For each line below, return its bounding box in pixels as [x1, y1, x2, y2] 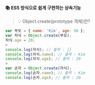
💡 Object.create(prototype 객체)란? [17, 18, 90, 25]
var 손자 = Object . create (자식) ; [5, 66, 72, 71]
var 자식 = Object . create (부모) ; [5, 33, 72, 38]
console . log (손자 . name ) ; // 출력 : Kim [5, 70, 85, 75]
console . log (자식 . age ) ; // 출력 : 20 [5, 56, 81, 61]
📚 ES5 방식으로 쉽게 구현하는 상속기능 [5, 5, 81, 11]
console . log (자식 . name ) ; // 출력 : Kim [5, 52, 85, 57]
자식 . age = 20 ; [5, 38, 36, 43]
